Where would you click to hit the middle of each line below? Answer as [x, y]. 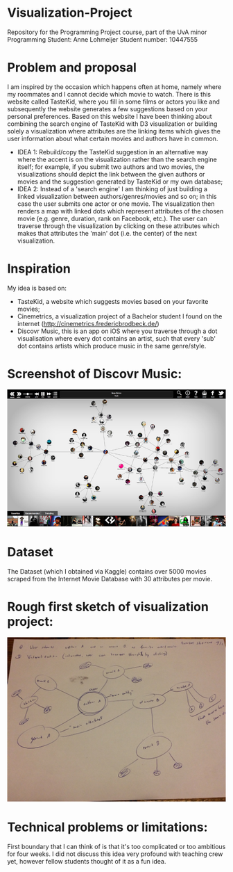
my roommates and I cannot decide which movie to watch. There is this [109, 94]
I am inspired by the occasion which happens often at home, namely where [114, 87]
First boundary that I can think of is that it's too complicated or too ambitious [116, 846]
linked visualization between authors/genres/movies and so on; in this [117, 196]
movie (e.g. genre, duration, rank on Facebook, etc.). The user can [112, 218]
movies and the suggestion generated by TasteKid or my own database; [120, 181]
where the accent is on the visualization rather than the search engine [117, 159]
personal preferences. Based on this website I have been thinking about [110, 116]
